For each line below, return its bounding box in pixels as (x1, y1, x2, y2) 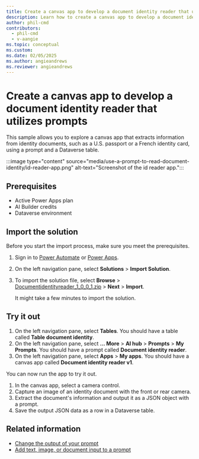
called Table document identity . (14, 334, 95, 341)
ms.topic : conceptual (6, 42, 60, 48)
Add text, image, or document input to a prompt (14, 446, 131, 453)
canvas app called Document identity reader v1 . (14, 358, 134, 366)
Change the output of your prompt (14, 439, 99, 447)
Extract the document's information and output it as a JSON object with (14, 394, 190, 401)
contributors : (6, 25, 41, 31)
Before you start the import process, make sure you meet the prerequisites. (6, 242, 190, 249)
